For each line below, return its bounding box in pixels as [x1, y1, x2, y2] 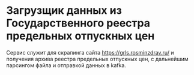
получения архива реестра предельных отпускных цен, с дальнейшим [6, 55, 189, 62]
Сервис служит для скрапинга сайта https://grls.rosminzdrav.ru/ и [6, 49, 174, 56]
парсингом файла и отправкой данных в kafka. [6, 61, 126, 69]
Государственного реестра [6, 16, 150, 30]
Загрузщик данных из [6, 4, 122, 17]
